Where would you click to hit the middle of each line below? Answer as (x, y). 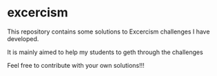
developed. (23, 38)
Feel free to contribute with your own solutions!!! (76, 65)
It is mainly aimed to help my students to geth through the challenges (105, 52)
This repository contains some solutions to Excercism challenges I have (108, 31)
